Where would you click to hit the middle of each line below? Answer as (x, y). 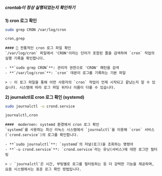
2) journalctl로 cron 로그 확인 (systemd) (45, 97)
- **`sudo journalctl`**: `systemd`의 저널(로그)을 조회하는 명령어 (69, 144)
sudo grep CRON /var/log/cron (36, 30)
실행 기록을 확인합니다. (25, 58)
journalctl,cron (21, 115)
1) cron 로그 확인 (21, 20)
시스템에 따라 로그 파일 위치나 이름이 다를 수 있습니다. (67, 88)
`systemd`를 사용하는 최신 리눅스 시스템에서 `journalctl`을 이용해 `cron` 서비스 (80, 130)
